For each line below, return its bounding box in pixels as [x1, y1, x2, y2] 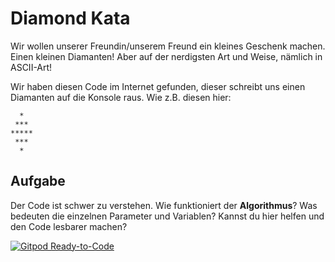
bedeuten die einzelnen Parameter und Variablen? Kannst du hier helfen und [10, 210, 325, 222]
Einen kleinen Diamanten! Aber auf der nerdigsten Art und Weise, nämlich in [10, 50, 323, 62]
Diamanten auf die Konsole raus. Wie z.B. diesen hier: [10, 91, 232, 103]
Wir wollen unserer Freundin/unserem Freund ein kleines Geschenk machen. [10, 40, 326, 52]
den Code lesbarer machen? [10, 220, 128, 232]
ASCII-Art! [10, 61, 53, 73]
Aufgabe [10, 173, 66, 190]
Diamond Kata [10, 7, 131, 30]
